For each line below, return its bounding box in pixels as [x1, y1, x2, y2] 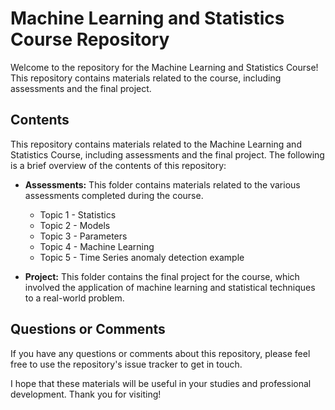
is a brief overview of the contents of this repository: [10, 159, 227, 171]
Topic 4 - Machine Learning [39, 240, 155, 252]
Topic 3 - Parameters [39, 230, 128, 242]
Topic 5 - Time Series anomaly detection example [39, 251, 245, 263]
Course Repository [10, 28, 170, 51]
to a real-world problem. [24, 292, 125, 304]
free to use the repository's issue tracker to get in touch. [10, 358, 243, 370]
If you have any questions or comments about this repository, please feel [10, 347, 311, 359]
